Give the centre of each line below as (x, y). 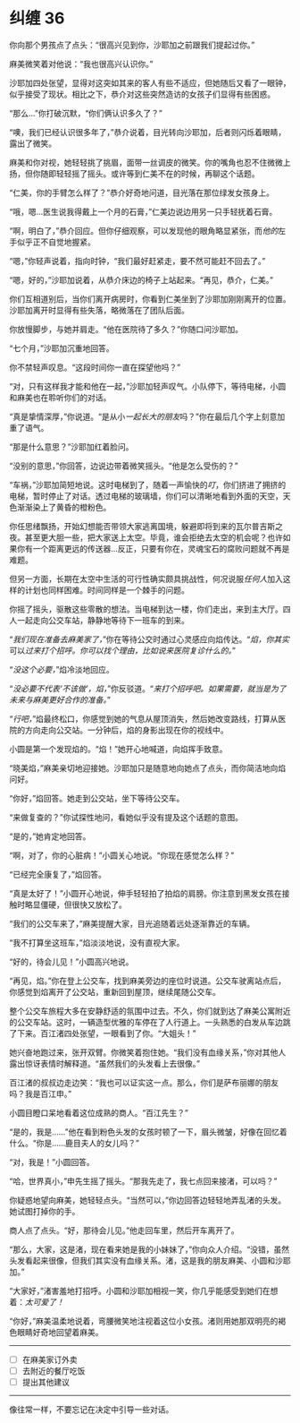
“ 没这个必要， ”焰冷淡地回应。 (62, 669)
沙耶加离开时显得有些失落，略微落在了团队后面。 (99, 310)
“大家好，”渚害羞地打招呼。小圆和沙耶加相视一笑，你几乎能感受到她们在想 (144, 1290)
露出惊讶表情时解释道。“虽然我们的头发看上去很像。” (105, 1063)
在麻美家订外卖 (50, 1359)
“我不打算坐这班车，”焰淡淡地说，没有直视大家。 (97, 942)
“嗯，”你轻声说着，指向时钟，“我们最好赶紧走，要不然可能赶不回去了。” (137, 261)
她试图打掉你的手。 (45, 1211)
